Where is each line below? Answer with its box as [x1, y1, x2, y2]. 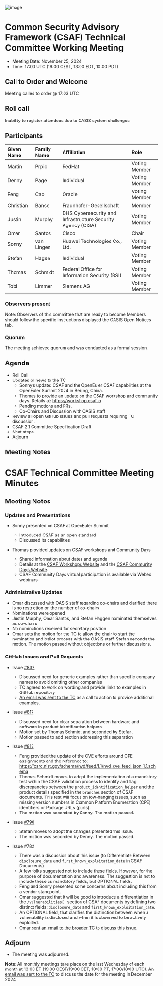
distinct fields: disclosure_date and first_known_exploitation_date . [19, 904, 156, 910]
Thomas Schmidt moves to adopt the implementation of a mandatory [19, 773, 157, 779]
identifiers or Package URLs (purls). [19, 804, 91, 810]
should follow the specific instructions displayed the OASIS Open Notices [5, 316, 151, 323]
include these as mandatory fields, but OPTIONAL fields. [19, 878, 132, 884]
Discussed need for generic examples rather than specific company [19, 674, 155, 680]
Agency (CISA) [62, 222, 97, 229]
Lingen [35, 244, 51, 251]
